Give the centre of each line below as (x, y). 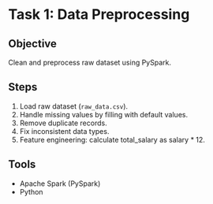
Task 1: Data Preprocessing (99, 15)
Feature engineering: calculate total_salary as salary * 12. (112, 139)
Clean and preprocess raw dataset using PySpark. (90, 62)
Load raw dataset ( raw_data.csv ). (74, 106)
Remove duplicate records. (64, 123)
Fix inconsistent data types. (64, 131)
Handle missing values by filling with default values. (103, 114)
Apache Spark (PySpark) (60, 184)
